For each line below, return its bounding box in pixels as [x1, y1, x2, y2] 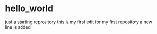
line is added [5, 24, 31, 30]
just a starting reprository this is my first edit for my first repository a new [5, 19, 153, 25]
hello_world [5, 3, 54, 14]
